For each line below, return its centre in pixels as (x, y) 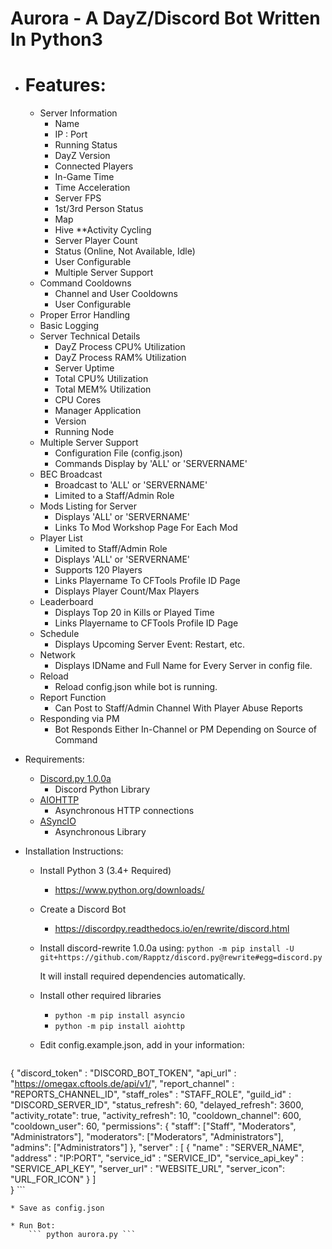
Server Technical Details (90, 336)
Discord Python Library (102, 789)
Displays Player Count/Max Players (127, 591)
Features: (65, 85)
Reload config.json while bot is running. (136, 687)
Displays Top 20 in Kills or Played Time (134, 613)
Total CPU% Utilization (101, 379)
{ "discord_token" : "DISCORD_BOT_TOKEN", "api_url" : (123, 1073)
